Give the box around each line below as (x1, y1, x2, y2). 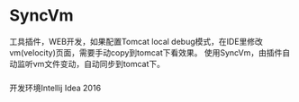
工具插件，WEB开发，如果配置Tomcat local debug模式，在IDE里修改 (9, 36, 264, 47)
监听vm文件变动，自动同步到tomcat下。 (16, 58, 165, 69)
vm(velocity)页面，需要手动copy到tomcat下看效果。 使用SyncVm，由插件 (9, 47, 283, 58)
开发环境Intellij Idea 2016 (9, 82, 102, 94)
